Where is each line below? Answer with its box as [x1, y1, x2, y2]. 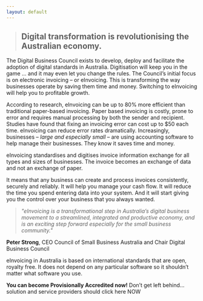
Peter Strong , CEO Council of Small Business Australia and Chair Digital [6, 238, 185, 246]
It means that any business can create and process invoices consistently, [6, 176, 189, 184]
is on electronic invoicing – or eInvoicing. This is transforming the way [6, 77, 181, 84]
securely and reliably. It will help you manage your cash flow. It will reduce [6, 183, 192, 190]
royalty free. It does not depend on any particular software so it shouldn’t [6, 263, 189, 271]
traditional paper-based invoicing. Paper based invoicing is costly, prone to [6, 108, 194, 115]
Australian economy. [21, 41, 102, 52]
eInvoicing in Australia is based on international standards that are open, [6, 257, 187, 265]
